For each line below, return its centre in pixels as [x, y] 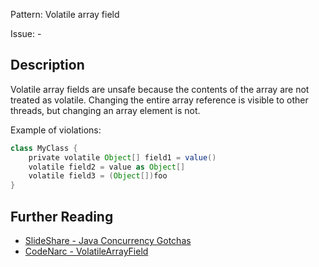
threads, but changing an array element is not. [105, 110]
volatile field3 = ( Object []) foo [98, 176]
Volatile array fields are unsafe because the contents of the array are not [160, 89]
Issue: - [26, 33]
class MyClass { [44, 148]
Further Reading [62, 216]
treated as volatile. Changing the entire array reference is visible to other [159, 100]
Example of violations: [56, 130]
